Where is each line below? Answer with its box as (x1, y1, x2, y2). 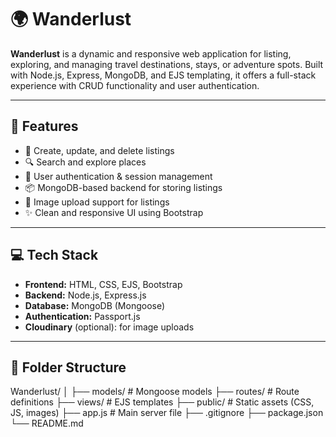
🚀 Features (10, 118, 79, 135)
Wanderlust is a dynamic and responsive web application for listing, (10, 47, 292, 60)
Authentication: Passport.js (24, 310, 141, 322)
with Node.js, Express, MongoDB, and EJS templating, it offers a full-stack (10, 69, 317, 81)
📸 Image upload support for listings (24, 196, 170, 208)
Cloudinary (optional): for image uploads (24, 321, 195, 333)
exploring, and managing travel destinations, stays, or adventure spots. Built (10, 58, 324, 70)
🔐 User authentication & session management (24, 170, 213, 182)
